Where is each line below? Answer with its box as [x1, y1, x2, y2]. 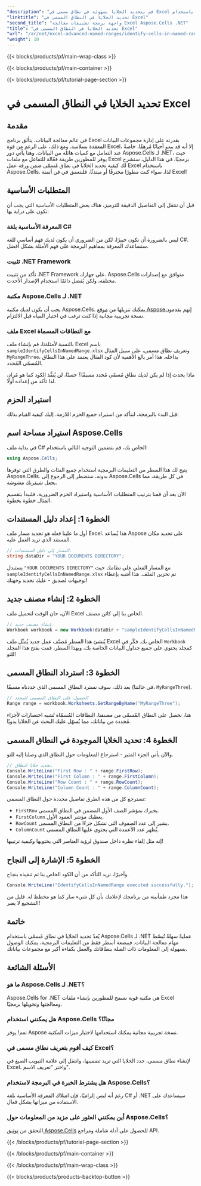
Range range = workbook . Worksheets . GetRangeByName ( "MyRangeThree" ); [7, 701, 181, 707]
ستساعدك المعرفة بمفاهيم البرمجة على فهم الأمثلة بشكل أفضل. [7, 242, 149, 249]
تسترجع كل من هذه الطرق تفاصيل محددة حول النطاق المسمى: [7, 795, 146, 803]
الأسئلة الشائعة [7, 962, 55, 973]
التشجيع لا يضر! [7, 899, 41, 907]
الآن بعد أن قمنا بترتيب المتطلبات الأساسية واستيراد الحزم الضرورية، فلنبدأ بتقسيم [7, 490, 187, 497]
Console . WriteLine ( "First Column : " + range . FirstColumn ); [7, 774, 160, 780]
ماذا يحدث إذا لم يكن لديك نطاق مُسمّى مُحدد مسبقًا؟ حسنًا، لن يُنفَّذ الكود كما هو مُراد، [7, 371, 195, 378]
